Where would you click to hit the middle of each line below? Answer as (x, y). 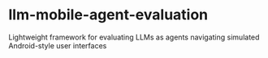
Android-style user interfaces (58, 45)
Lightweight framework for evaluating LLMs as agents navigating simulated (134, 37)
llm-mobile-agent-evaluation (108, 15)
